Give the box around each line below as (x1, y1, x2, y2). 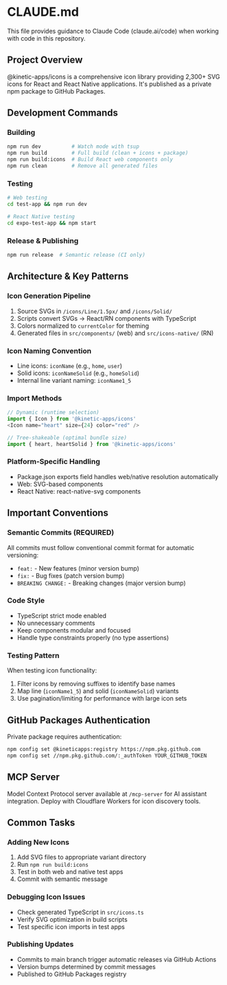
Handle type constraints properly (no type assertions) (16, 633, 169, 642)
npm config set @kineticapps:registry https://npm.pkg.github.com (7, 745, 201, 752)
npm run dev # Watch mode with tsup (7, 143, 139, 150)
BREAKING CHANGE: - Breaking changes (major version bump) (16, 579, 187, 587)
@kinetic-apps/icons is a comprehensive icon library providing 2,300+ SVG (7, 72, 221, 81)
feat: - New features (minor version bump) (16, 564, 139, 572)
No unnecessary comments (16, 619, 95, 627)
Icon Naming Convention (7, 346, 92, 355)
